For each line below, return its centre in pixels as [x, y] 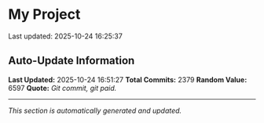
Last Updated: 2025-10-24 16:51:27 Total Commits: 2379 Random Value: [128, 79]
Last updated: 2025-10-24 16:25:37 [66, 36]
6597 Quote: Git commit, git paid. [62, 88]
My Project [44, 14]
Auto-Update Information [71, 61]
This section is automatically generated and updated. [95, 110]
